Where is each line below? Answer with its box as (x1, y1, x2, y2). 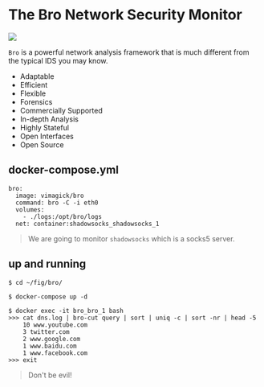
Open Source (19, 139, 64, 150)
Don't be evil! (27, 370, 72, 380)
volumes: (15, 205, 45, 214)
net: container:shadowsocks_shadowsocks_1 (15, 220, 160, 228)
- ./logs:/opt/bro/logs (22, 212, 103, 220)
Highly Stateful (19, 122, 70, 132)
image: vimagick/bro (15, 191, 84, 200)
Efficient (19, 80, 48, 89)
